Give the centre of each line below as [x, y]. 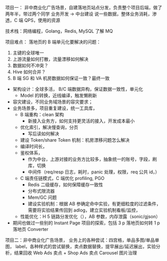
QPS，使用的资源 [42, 20]
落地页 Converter [30, 229]
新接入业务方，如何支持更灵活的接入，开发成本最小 [81, 121]
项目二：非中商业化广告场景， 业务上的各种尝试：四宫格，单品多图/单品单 [82, 240]
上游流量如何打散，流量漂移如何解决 [51, 59]
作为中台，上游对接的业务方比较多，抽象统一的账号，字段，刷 [92, 159]
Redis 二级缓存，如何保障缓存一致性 [65, 185]
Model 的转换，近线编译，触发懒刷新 [59, 95]
